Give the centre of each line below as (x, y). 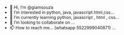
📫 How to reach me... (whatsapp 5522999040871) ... (62, 28)
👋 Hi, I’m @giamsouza (31, 7)
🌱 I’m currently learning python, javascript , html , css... (64, 17)
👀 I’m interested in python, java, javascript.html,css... (62, 12)
